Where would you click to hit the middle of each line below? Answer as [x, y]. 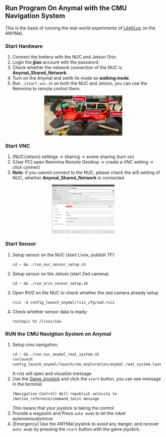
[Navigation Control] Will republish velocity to [65, 394]
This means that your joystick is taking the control [63, 408]
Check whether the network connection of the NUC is [67, 68]
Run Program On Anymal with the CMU [66, 8]
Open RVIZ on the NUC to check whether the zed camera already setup [85, 292]
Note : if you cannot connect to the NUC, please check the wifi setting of [86, 173]
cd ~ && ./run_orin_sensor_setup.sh [50, 283]
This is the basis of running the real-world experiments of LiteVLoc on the [80, 28]
